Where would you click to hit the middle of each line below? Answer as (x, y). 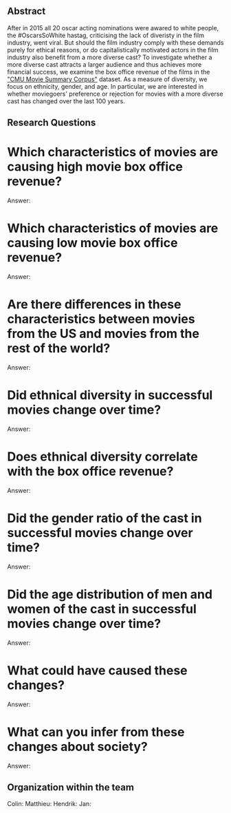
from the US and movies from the (103, 334)
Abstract (26, 11)
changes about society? (77, 747)
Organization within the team (70, 788)
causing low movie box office (92, 243)
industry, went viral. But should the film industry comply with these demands (115, 42)
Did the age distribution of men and (110, 594)
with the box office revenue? (90, 472)
